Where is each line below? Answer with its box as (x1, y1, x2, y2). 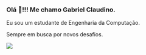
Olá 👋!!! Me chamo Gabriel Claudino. (6, 5, 116, 14)
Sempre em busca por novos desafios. (6, 31, 103, 38)
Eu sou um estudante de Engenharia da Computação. (6, 19, 140, 27)
